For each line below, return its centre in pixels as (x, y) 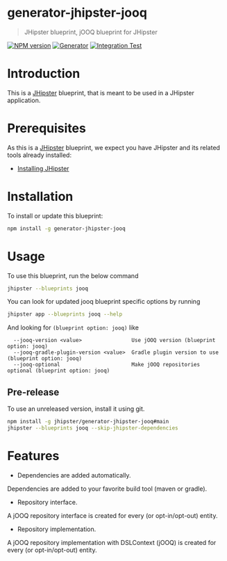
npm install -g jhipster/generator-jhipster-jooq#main (88, 422)
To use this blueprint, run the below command (73, 275)
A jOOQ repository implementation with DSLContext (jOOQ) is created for (112, 542)
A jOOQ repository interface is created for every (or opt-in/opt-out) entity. (112, 515)
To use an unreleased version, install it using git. (76, 409)
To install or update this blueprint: (55, 216)
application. (24, 100)
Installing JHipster (43, 168)
